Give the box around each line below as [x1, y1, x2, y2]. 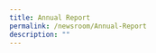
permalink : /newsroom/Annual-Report [9, 22, 147, 31]
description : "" [9, 30, 70, 39]
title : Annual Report [9, 13, 91, 22]
